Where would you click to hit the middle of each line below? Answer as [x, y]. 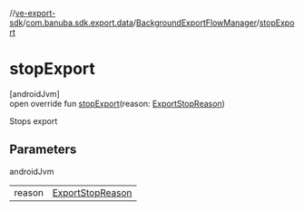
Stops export [34, 120]
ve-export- [35, 13]
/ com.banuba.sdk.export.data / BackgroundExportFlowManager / [141, 23]
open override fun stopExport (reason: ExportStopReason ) [117, 103]
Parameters [43, 150]
